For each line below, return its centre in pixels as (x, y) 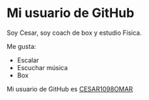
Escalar (28, 60)
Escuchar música (42, 67)
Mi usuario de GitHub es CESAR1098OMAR (70, 89)
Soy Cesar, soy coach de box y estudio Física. (74, 33)
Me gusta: (21, 46)
